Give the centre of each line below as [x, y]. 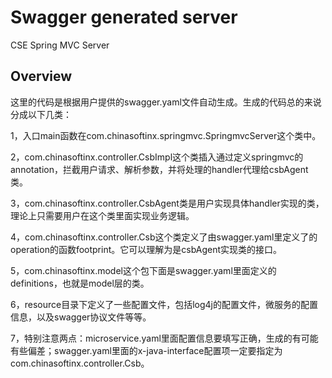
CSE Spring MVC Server [60, 45]
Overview [41, 76]
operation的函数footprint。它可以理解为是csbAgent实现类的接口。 [146, 249]
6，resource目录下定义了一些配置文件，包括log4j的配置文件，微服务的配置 [164, 304]
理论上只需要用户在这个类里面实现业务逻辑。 [102, 215]
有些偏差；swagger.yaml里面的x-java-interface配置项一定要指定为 [146, 350]
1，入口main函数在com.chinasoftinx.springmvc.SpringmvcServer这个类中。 [166, 135]
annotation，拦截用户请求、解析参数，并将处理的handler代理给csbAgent [159, 169]
